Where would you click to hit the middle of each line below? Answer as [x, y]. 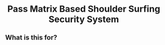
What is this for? [31, 37]
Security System [84, 19]
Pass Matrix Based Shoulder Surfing [84, 9]
